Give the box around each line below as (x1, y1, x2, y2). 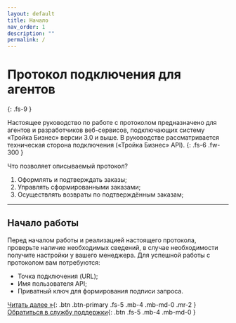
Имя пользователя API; (17, 279, 88, 288)
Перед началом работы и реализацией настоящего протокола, (7, 236, 197, 244)
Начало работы (7, 217, 79, 229)
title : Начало (7, 17, 49, 24)
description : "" (7, 29, 55, 37)
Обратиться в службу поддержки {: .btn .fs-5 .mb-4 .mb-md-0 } (7, 308, 197, 316)
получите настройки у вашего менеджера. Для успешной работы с (7, 251, 211, 259)
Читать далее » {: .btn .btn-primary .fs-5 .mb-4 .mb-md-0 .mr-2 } (7, 300, 197, 309)
